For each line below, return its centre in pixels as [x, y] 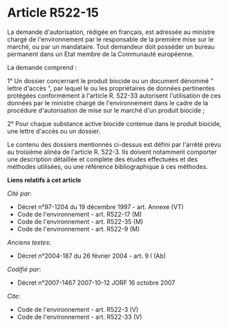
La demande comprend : [42, 67]
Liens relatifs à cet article [44, 180]
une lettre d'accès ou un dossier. [54, 131]
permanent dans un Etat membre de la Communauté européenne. [101, 54]
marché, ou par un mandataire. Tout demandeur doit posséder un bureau [111, 46]
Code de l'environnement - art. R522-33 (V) [80, 317]
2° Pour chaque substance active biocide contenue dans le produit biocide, [114, 123]
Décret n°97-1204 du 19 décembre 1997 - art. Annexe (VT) [101, 206]
